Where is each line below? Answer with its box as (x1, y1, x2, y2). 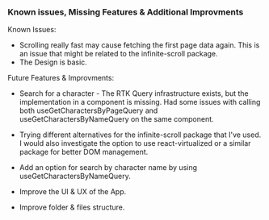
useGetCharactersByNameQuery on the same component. (19, 114, 215, 124)
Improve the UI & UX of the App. (19, 187, 127, 197)
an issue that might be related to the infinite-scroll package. (19, 49, 219, 59)
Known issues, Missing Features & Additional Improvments (7, 6, 244, 18)
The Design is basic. (19, 57, 88, 67)
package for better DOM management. (19, 147, 149, 157)
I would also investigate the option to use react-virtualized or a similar (19, 139, 251, 148)
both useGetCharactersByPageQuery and (19, 106, 158, 115)
